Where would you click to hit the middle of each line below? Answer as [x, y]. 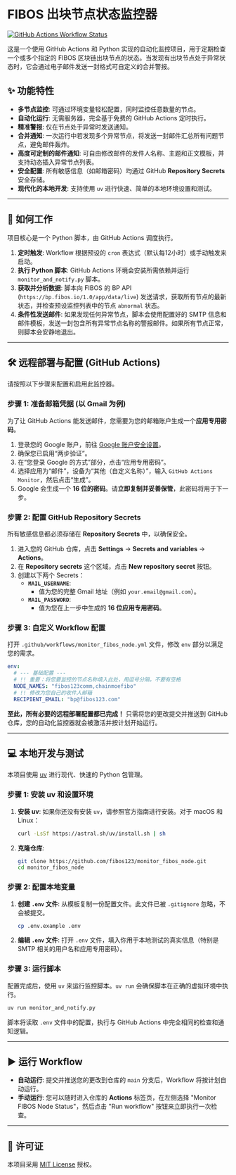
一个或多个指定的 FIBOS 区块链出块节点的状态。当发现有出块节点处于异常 [113, 58]
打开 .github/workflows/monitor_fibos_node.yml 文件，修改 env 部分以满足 [115, 644]
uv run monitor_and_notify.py [52, 1007]
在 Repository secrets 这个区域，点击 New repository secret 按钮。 [116, 566]
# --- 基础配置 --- [40, 673]
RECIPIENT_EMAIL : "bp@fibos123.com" [67, 699]
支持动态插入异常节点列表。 [58, 162]
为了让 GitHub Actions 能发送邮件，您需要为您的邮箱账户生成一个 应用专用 [114, 420]
